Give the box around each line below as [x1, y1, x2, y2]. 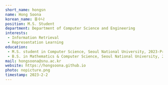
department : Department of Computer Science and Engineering [5, 26, 135, 31]
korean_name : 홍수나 [5, 16, 45, 21]
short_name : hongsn [5, 7, 46, 12]
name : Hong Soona [5, 12, 41, 17]
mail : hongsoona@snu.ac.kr [5, 58, 61, 63]
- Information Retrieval [7, 35, 59, 40]
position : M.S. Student [5, 21, 55, 26]
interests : [5, 30, 28, 35]
